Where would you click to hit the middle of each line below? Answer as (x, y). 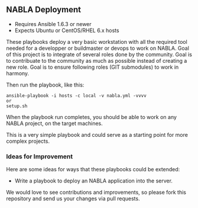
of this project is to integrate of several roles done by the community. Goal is (99, 54)
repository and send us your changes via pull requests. (73, 199)
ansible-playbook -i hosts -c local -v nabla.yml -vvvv (76, 95)
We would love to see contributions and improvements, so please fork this (96, 193)
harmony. (18, 73)
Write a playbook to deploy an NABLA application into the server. (94, 181)
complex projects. (28, 141)
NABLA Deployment (44, 10)
